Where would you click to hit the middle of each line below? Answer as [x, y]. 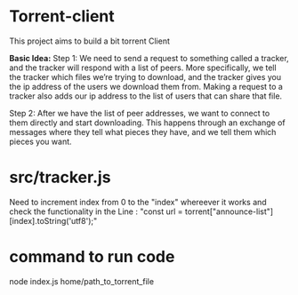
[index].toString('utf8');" [53, 220]
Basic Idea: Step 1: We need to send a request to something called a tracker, [149, 58]
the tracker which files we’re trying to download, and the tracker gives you [145, 76]
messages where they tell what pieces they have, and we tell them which [143, 132]
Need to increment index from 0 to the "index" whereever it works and [138, 202]
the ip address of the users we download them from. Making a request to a [146, 86]
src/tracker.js [60, 177]
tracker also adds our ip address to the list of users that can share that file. [146, 96]
